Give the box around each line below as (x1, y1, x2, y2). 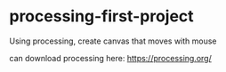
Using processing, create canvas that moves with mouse (9, 36, 217, 46)
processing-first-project (9, 6, 194, 27)
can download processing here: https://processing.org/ (9, 52, 212, 63)
